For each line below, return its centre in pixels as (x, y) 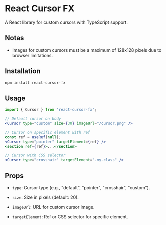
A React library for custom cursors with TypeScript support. (67, 22)
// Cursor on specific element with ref (48, 132)
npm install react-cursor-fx (35, 83)
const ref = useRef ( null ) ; (33, 137)
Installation (23, 71)
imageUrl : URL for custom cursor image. (53, 207)
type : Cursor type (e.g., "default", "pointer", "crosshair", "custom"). (81, 187)
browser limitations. (33, 55)
